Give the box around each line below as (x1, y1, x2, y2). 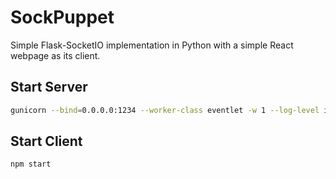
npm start (10, 159, 52, 170)
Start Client (10, 133, 83, 150)
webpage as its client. (10, 49, 101, 61)
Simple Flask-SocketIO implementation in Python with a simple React (10, 39, 294, 51)
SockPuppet (10, 6, 115, 29)
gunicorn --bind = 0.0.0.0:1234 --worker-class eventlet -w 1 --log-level (10, 105, 320, 115)
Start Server (10, 79, 88, 96)
